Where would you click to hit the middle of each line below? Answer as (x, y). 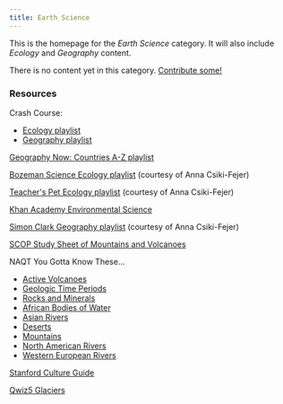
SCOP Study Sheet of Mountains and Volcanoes (98, 244)
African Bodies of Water (66, 307)
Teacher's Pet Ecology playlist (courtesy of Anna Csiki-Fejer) (122, 192)
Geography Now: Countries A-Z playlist (82, 157)
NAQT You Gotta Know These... (67, 261)
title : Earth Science (50, 18)
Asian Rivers (45, 317)
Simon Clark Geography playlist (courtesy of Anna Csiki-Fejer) (124, 226)
